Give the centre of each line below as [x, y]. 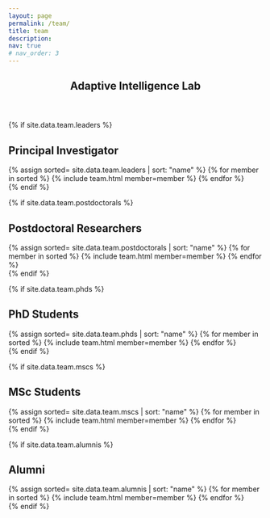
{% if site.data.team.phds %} [56, 289]
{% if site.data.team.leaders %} [60, 125]
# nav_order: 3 [34, 53]
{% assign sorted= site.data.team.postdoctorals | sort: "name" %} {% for [129, 248]
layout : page [30, 16]
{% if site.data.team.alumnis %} [61, 444]
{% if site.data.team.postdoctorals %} [71, 203]
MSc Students [45, 392]
